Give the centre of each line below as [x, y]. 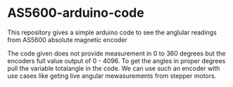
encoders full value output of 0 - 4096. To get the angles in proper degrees [116, 60]
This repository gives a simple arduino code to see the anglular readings [112, 32]
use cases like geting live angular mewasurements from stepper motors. [112, 76]
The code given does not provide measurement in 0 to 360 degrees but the [116, 53]
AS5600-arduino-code [76, 13]
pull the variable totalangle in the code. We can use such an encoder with [114, 68]
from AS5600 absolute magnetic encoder [68, 39]
